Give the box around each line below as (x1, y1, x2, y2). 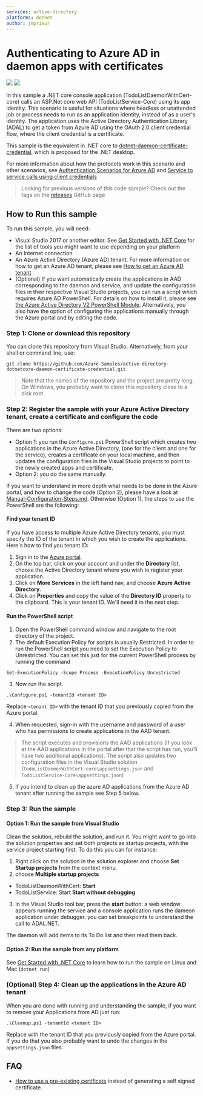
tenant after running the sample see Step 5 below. (15, 789, 140, 797)
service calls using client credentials (6, 173, 97, 181)
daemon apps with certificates (6, 59, 164, 73)
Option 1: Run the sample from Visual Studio (6, 820, 119, 827)
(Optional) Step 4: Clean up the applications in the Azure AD (6, 980, 187, 989)
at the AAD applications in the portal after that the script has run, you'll (21, 746, 198, 753)
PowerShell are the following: (6, 501, 79, 509)
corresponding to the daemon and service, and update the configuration (15, 282, 196, 289)
